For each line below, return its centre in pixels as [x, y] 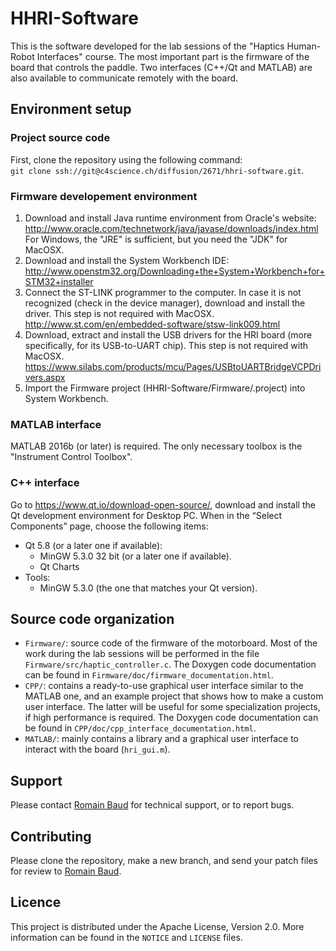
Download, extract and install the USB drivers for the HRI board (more [168, 334]
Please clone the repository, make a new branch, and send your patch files [164, 860]
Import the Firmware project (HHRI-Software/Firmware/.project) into [165, 388]
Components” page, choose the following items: [109, 526]
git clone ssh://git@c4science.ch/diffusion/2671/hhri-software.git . [157, 170]
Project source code [60, 138]
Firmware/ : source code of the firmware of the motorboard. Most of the [171, 643]
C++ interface [45, 483]
